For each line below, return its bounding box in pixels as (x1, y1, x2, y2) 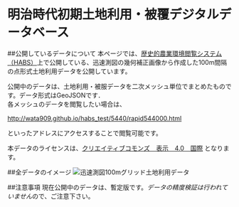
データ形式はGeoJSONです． (18, 90, 105, 100)
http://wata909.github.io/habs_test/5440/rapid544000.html (7, 114, 182, 122)
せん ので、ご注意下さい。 (19, 191, 95, 200)
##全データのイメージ (7, 168, 72, 176)
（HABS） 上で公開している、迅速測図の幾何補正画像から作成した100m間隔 (7, 58, 228, 66)
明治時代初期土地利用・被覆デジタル (7, 6, 219, 23)
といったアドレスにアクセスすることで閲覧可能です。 (7, 129, 162, 137)
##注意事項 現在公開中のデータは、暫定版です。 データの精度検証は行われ (7, 183, 222, 191)
